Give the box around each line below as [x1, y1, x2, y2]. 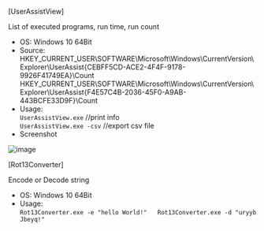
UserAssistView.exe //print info [19, 113, 120, 121]
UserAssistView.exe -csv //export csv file [19, 121, 155, 130]
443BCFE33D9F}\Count [19, 96, 99, 105]
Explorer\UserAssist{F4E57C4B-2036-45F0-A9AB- [19, 88, 187, 97]
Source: [19, 46, 46, 54]
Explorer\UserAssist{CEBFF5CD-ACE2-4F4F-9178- [19, 62, 186, 72]
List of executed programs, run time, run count [8, 22, 160, 31]
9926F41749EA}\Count [19, 71, 95, 80]
